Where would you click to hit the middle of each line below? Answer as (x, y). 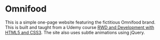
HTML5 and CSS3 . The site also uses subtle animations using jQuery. (75, 32)
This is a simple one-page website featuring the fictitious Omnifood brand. (80, 22)
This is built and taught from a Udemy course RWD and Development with (80, 27)
